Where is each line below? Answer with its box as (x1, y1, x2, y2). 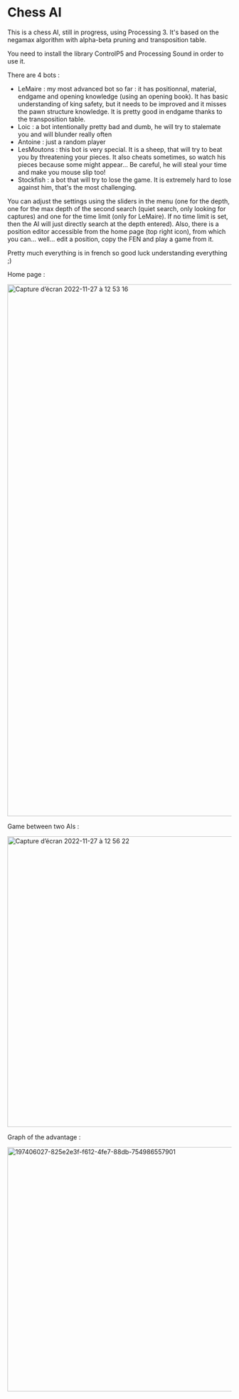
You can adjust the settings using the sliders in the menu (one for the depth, (7, 197, 230, 205)
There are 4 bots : (7, 71, 60, 79)
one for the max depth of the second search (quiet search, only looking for (7, 204, 226, 213)
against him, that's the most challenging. (17, 183, 137, 191)
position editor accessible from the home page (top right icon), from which (7, 227, 226, 235)
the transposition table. (17, 115, 86, 123)
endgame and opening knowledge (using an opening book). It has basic (17, 92, 229, 101)
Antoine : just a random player (17, 137, 106, 146)
